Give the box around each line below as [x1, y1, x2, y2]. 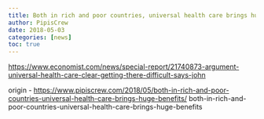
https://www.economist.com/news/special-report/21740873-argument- [8, 62, 240, 71]
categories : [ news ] [8, 33, 72, 41]
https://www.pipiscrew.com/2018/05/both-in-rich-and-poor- [33, 85, 229, 95]
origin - [8, 85, 32, 95]
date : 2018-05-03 [8, 26, 65, 34]
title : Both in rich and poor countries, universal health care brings [8, 11, 247, 20]
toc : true [8, 41, 41, 49]
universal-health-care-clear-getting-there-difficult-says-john [8, 70, 206, 80]
